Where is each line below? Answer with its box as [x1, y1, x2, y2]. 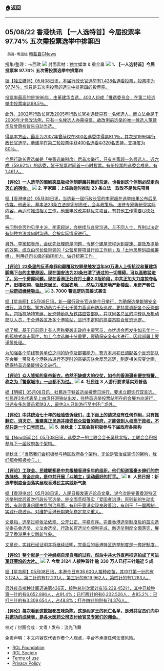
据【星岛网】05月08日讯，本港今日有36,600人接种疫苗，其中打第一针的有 [5, 569, 154, 574]
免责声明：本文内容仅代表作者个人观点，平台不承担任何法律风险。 [5, 635, 138, 641]
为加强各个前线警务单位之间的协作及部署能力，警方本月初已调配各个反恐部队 [5, 350, 159, 356]
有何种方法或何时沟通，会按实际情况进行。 [5, 230, 91, 236]
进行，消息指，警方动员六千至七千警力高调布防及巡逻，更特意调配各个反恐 [5, 305, 155, 311]
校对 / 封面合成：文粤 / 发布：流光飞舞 [5, 624, 82, 630]
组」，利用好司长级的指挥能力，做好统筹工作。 [5, 253, 97, 259]
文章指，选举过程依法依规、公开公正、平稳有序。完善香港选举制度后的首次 [5, 519, 155, 525]
